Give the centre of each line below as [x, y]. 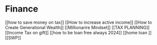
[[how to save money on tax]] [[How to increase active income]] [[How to [78, 22]
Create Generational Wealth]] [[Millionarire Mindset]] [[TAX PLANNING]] [77, 27]
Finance [22, 9]
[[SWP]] [13, 38]
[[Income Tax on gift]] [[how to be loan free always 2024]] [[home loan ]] [78, 32]
